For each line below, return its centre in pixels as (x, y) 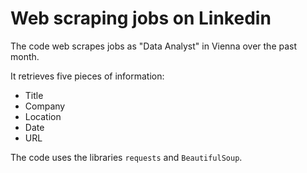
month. (25, 56)
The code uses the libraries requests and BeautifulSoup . (126, 157)
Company (45, 106)
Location (43, 116)
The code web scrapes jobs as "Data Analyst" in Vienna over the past (154, 46)
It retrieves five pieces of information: (87, 76)
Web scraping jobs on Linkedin (141, 18)
